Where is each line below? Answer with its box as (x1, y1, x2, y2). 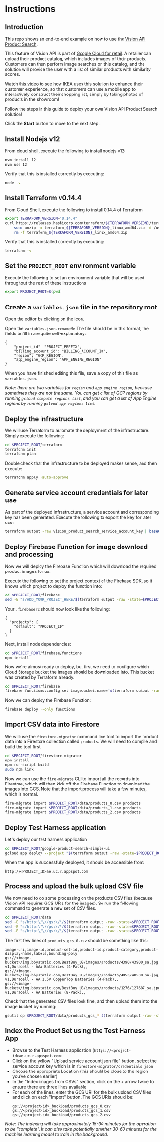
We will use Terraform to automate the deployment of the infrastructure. (5, 428, 150, 433)
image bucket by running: (5, 1003, 57, 1009)
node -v (5, 180, 21, 185)
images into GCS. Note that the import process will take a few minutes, (5, 786, 147, 792)
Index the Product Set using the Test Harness (5, 1027, 145, 1035)
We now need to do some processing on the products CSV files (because (5, 895, 153, 901)
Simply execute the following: (5, 432, 64, 439)
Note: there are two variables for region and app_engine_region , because (5, 385, 152, 391)
